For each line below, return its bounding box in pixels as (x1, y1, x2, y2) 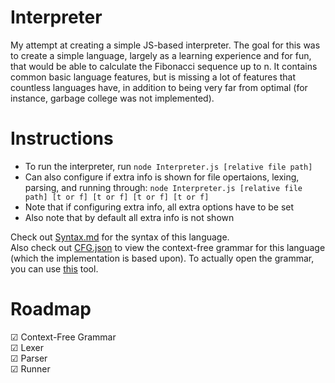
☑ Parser (10, 352, 48, 364)
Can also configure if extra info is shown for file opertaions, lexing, (24, 171, 300, 183)
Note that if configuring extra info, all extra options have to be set (24, 201, 295, 213)
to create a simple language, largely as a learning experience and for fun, (10, 49, 312, 61)
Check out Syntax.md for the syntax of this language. (10, 231, 230, 243)
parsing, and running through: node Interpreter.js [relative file (24, 181, 303, 193)
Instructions (10, 127, 114, 150)
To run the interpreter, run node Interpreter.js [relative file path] (24, 160, 313, 172)
